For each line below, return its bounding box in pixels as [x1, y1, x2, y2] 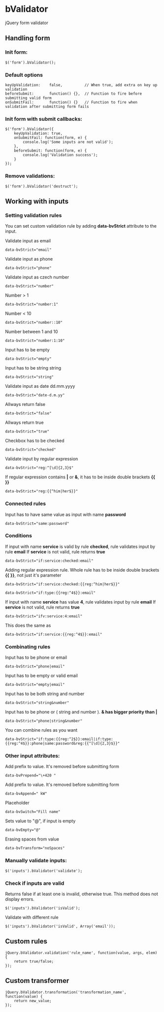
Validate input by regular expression [5, 456, 78, 462]
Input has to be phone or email [5, 654, 67, 661]
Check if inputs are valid [5, 879, 65, 886]
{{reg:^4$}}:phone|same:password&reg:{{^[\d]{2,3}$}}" [5, 741, 120, 746]
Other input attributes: [5, 752, 60, 759]
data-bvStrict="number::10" [5, 320, 63, 325]
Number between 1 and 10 [5, 329, 58, 335]
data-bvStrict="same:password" [5, 521, 69, 526]
